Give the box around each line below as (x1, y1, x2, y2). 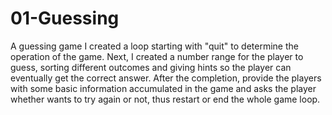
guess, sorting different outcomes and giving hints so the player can (10, 61, 292, 73)
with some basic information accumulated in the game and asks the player (10, 82, 317, 94)
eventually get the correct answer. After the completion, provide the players (10, 72, 322, 84)
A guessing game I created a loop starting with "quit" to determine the (10, 40, 299, 52)
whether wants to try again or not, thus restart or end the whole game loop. (10, 93, 321, 105)
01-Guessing (10, 7, 120, 30)
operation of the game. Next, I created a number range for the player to (10, 50, 304, 62)
